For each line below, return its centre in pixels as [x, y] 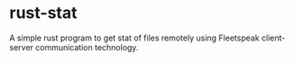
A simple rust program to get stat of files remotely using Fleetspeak [134, 38]
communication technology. [87, 47]
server [22, 47]
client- [273, 38]
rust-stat [43, 13]
